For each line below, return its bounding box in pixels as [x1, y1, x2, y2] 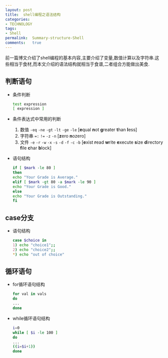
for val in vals [12, 291, 47, 296]
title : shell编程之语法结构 [5, 12, 61, 17]
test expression [12, 101, 47, 106]
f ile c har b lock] [20, 145, 52, 151]
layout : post [5, 7, 33, 13]
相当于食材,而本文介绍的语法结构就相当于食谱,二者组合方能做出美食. [9, 61, 150, 67]
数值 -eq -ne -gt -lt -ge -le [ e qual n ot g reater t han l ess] [20, 127, 137, 133]
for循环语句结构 [12, 281, 45, 287]
